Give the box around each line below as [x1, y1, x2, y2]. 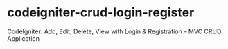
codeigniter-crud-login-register [7, 5, 195, 20]
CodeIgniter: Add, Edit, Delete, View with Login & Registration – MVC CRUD [7, 27, 222, 35]
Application [7, 34, 40, 42]
